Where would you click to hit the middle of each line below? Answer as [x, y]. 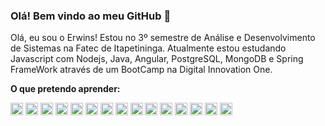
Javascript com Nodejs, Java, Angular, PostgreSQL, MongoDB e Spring [157, 59]
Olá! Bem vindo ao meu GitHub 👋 [91, 16]
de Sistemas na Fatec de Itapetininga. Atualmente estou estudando [148, 48]
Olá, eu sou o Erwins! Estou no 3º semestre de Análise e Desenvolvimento [163, 38]
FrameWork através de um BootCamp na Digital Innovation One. [141, 70]
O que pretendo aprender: [65, 89]
